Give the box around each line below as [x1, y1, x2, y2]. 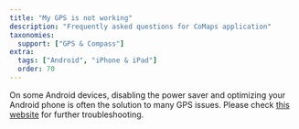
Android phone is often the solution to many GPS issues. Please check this [9, 99, 290, 110]
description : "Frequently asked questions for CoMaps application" [9, 22, 272, 31]
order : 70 [17, 65, 55, 74]
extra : [9, 48, 35, 57]
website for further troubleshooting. [9, 109, 144, 120]
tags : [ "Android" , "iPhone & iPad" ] [17, 56, 157, 65]
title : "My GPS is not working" [9, 13, 133, 23]
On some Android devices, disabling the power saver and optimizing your [9, 89, 286, 101]
